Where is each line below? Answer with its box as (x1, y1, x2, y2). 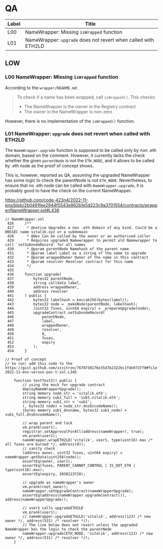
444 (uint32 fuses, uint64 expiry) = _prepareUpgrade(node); (7, 306, 151, 311)
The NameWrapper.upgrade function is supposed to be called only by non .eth (5, 147, 157, 153)
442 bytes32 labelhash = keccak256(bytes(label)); (7, 297, 130, 302)
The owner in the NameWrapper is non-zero (24, 109, 113, 115)
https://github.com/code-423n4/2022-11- (5, 197, 88, 203)
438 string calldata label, (7, 280, 81, 285)
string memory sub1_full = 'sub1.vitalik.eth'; (22, 395, 120, 400)
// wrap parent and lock (22, 420, 73, 425)
